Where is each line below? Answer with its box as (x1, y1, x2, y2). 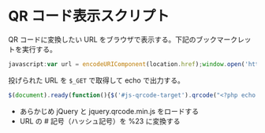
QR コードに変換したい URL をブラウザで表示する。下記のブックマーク (8, 35, 238, 44)
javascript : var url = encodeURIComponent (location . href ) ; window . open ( (8, 60, 245, 68)
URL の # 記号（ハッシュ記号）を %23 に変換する (19, 116, 181, 126)
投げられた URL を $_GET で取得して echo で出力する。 (8, 76, 185, 85)
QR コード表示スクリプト (8, 7, 170, 25)
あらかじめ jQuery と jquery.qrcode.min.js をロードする (19, 106, 200, 116)
